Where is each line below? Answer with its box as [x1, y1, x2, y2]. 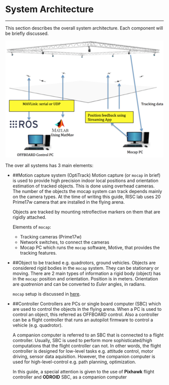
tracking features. [20, 250, 57, 256]
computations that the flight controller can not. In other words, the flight [12, 343, 161, 349]
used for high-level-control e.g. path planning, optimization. [12, 359, 136, 365]
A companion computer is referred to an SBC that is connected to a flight [12, 332, 164, 338]
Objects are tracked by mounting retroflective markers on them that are [12, 209, 160, 215]
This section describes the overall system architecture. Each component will [5, 25, 163, 31]
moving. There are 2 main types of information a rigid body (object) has [12, 270, 161, 276]
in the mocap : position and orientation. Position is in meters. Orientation [12, 275, 158, 281]
